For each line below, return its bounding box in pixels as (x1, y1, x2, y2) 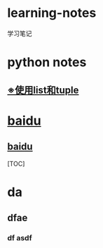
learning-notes (7, 5, 97, 21)
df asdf (7, 233, 33, 243)
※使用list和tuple (7, 84, 79, 96)
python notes (7, 54, 87, 70)
